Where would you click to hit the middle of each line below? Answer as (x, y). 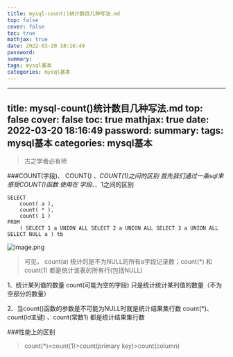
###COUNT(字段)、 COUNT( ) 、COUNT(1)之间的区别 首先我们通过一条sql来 (115, 176)
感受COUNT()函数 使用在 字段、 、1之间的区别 (70, 184)
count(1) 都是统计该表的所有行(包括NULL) (84, 270)
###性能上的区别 (31, 332)
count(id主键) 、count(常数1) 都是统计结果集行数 (76, 317)
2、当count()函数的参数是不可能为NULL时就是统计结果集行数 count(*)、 (110, 309)
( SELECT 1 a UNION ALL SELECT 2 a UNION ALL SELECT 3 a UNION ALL (119, 228)
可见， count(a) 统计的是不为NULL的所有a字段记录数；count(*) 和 (118, 262)
